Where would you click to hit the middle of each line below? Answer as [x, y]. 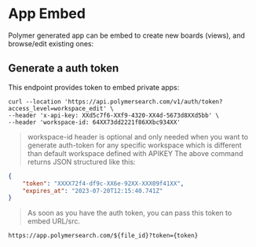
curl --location [35, 102]
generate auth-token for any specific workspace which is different [134, 145]
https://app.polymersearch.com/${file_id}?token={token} [103, 236]
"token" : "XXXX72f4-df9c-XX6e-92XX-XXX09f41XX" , [103, 183]
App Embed [47, 14]
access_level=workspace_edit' [58, 108]
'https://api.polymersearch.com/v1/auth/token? [143, 102]
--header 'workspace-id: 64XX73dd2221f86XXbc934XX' [94, 122]
